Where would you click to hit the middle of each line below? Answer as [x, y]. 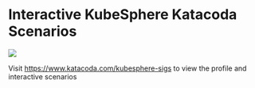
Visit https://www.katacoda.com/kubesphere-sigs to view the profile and [127, 68]
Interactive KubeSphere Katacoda [123, 15]
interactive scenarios [43, 76]
